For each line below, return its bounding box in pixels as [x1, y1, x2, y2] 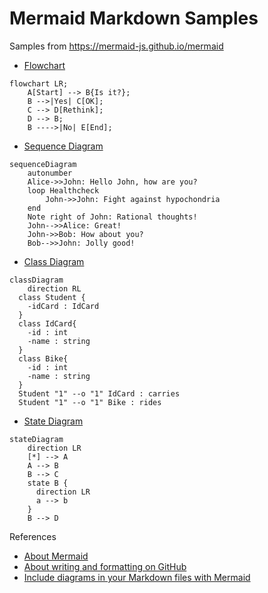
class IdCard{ [18, 318, 77, 329]
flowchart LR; [9, 78, 69, 89]
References [9, 530, 57, 542]
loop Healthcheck [27, 185, 100, 196]
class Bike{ [18, 353, 69, 364]
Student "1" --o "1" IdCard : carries [18, 388, 181, 399]
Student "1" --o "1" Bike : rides [18, 397, 162, 407]
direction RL [27, 283, 82, 294]
